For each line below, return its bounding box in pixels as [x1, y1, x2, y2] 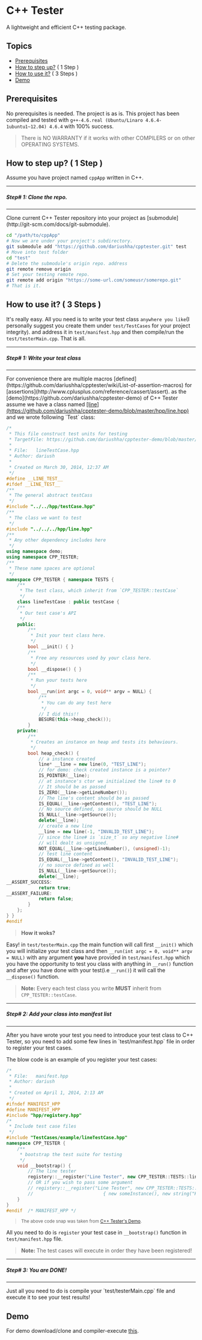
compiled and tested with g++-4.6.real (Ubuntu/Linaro [6, 116, 143, 124]
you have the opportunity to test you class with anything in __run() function [6, 960, 194, 967]
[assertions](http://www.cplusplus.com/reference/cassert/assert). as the [6, 388, 187, 395]
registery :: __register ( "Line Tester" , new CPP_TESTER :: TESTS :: [28, 1174, 189, 1180]
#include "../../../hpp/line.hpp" [6, 526, 93, 532]
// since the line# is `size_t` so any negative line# [38, 834, 179, 840]
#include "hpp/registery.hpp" [6, 1112, 82, 1118]
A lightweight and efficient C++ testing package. [6, 24, 126, 31]
